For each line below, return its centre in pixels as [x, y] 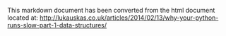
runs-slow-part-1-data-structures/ [57, 25]
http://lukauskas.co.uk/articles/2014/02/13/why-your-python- [129, 18]
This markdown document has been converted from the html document [111, 10]
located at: [23, 18]
